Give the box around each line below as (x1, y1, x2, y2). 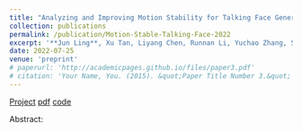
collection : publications (9, 22, 106, 31)
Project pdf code (9, 96, 72, 107)
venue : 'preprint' (9, 55, 78, 64)
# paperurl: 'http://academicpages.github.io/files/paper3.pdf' (9, 64, 255, 73)
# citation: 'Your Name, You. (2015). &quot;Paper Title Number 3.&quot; (9, 72, 292, 81)
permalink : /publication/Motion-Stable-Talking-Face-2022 (9, 30, 231, 39)
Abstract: (9, 113, 43, 124)
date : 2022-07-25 (9, 47, 75, 56)
